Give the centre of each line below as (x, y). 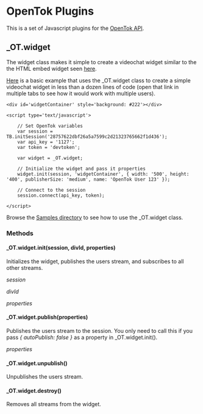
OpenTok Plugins (50, 11)
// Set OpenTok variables (50, 126)
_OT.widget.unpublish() (37, 363)
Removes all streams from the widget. (54, 404)
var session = (35, 131)
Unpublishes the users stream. (45, 377)
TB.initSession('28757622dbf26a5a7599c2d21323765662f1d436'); (87, 136)
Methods (20, 233)
